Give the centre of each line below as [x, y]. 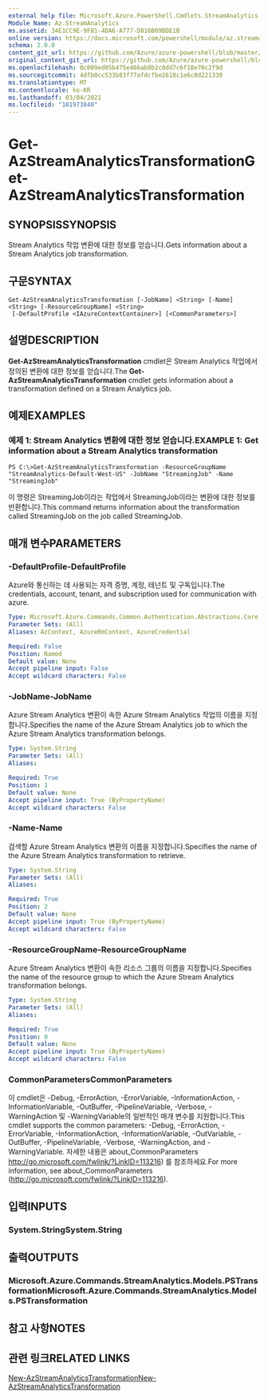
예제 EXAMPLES [47, 416]
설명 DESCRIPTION [54, 340]
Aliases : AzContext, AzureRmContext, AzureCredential [100, 632]
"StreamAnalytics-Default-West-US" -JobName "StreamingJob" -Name [121, 475]
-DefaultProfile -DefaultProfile [67, 566]
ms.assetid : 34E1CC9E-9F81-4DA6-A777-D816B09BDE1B [94, 30]
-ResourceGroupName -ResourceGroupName [98, 949]
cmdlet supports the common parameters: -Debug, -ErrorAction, [114, 1125]
